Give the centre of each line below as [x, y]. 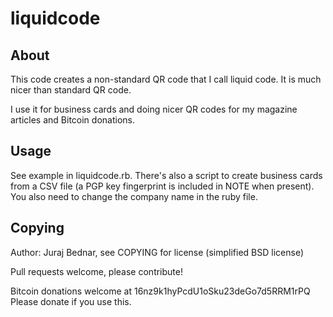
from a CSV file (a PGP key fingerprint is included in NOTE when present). [162, 186]
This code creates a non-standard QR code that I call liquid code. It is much [166, 79]
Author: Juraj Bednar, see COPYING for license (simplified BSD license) [157, 252]
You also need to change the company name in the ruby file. [134, 196]
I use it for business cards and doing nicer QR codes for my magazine [154, 109]
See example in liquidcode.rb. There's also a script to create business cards [166, 175]
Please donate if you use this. [71, 301]
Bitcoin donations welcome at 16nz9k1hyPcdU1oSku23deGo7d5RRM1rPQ [160, 291]
